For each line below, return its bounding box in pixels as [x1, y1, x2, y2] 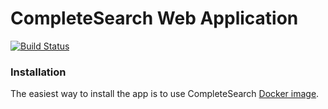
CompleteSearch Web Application [10, 7, 299, 30]
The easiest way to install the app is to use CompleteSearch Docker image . [10, 88, 320, 100]
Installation [10, 65, 67, 79]
